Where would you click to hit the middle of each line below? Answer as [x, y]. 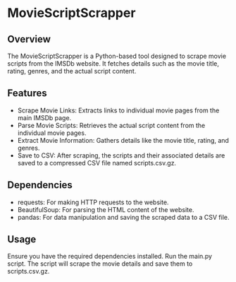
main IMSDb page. [44, 117]
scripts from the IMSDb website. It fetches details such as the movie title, [113, 64]
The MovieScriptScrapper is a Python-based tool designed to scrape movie [117, 56]
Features [27, 93]
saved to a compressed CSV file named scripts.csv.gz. [97, 163]
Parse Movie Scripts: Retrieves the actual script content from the [111, 125]
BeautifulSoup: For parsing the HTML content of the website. [106, 209]
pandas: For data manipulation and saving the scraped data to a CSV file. [123, 217]
